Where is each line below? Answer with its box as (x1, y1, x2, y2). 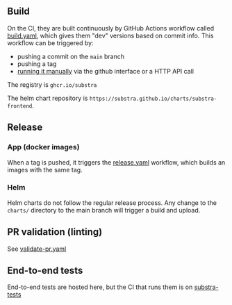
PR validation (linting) (7, 226, 103, 238)
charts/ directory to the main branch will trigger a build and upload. (7, 206, 201, 214)
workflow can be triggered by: (7, 38, 94, 47)
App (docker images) (7, 142, 80, 152)
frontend (7, 102, 33, 110)
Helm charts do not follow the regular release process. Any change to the (7, 198, 217, 207)
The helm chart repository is (7, 94, 88, 102)
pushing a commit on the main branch (17, 52, 125, 60)
